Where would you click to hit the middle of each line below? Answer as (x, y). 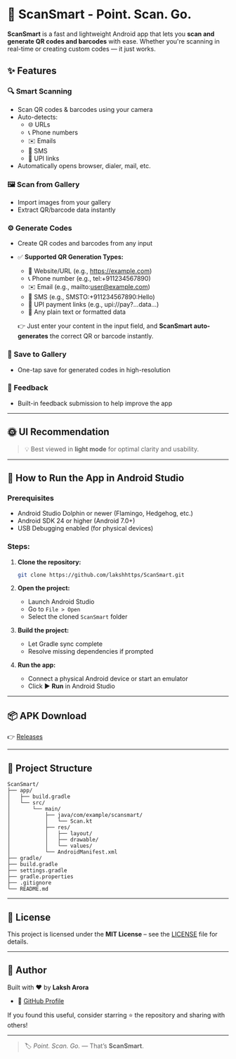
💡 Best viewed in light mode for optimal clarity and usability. (112, 449)
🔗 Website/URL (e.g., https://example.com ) (90, 271)
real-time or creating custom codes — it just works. (81, 49)
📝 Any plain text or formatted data (77, 312)
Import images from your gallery (64, 202)
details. (18, 941)
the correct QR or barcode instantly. (101, 336)
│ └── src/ (26, 803)
